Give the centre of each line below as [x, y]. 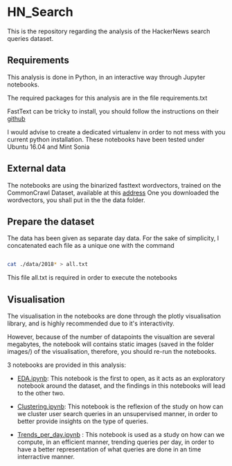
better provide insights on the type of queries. [83, 421]
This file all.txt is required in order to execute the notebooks [92, 278]
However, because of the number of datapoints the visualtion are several [111, 337]
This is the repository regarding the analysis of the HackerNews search [109, 31]
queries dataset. [30, 38]
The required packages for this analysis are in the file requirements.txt [107, 98]
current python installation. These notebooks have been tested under [106, 139]
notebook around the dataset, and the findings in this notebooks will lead [121, 386]
